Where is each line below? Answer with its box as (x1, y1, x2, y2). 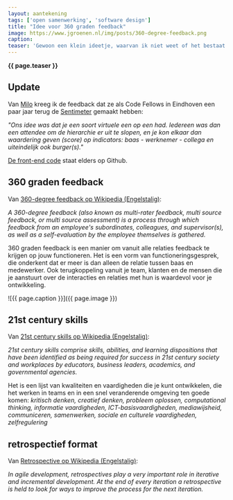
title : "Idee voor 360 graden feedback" (8, 23, 127, 30)
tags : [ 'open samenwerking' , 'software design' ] (8, 17, 151, 24)
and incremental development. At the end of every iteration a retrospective (8, 478, 222, 486)
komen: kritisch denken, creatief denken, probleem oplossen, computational (8, 396, 226, 404)
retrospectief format (8, 438, 98, 450)
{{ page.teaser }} (8, 62, 58, 69)
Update (8, 81, 41, 94)
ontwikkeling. (8, 280, 46, 288)
